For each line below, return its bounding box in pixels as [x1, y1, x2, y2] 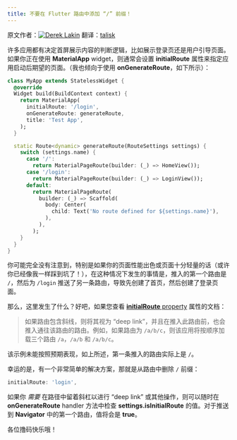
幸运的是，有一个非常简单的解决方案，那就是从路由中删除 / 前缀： [7, 365, 200, 374]
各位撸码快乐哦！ [7, 425, 57, 434]
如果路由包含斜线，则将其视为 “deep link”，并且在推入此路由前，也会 [24, 317, 226, 326]
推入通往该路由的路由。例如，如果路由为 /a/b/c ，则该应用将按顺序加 [24, 326, 225, 335]
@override [13, 84, 42, 91]
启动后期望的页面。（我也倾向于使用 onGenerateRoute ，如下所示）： [13, 63, 210, 71]
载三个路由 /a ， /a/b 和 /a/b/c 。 [24, 335, 118, 343]
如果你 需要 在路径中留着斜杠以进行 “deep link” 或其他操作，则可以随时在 [7, 393, 220, 401]
